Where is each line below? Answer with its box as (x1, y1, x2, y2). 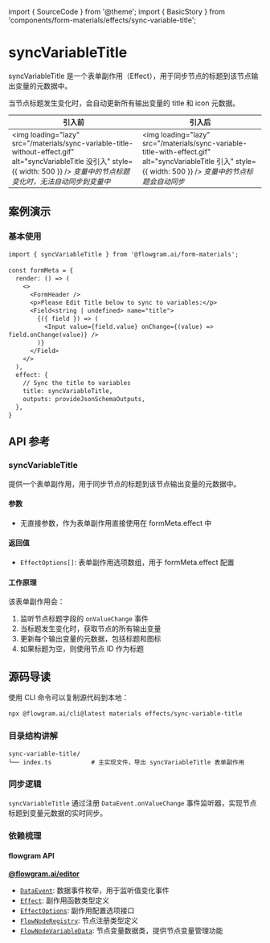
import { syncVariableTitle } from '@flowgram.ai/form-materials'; (8, 250, 239, 258)
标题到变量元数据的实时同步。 (8, 808, 107, 818)
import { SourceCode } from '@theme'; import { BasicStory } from (8, 7, 225, 16)
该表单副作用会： (8, 597, 65, 606)
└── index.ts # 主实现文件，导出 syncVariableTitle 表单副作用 (8, 759, 245, 767)
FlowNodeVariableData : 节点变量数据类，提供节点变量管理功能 (19, 925, 223, 935)
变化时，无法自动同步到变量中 (11, 176, 111, 186)
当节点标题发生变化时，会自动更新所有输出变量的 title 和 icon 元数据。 (8, 98, 239, 108)
